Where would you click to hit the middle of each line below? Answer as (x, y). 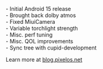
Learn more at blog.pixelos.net (44, 60)
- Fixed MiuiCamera (30, 22)
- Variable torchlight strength (42, 28)
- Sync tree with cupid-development (51, 48)
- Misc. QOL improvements (40, 41)
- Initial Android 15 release (38, 9)
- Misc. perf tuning (29, 35)
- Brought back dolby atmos (41, 15)
